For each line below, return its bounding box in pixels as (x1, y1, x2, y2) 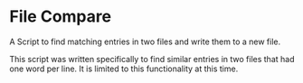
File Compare (9, 6, 111, 27)
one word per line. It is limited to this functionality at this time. (9, 63, 239, 74)
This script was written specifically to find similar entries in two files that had (9, 53, 295, 64)
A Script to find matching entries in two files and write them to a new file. (9, 36, 281, 47)
